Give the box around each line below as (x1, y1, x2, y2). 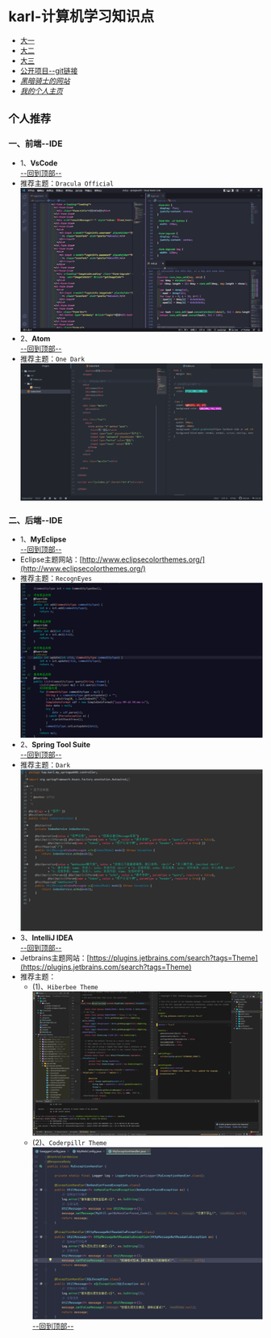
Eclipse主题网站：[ (19, 554, 83, 565)
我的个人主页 (19, 86, 63, 95)
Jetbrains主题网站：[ (19, 953, 90, 963)
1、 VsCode (19, 158, 58, 168)
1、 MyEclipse (19, 534, 67, 545)
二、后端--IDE (8, 514, 63, 525)
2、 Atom (19, 334, 51, 344)
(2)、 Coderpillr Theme (31, 1137, 107, 1147)
